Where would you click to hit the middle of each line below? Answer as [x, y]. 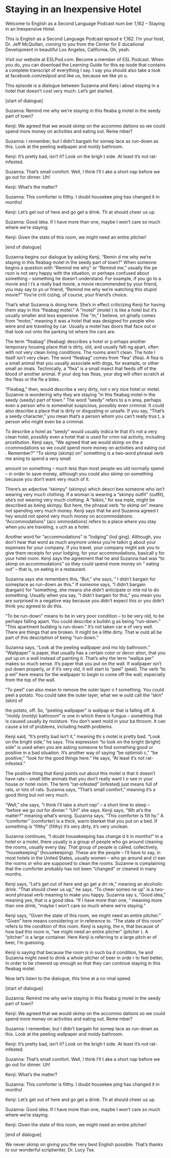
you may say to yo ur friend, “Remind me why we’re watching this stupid [81, 289]
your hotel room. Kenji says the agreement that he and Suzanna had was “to [85, 558]
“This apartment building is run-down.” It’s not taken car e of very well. [79, 626]
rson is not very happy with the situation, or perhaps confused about [77, 273]
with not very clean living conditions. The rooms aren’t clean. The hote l [80, 352]
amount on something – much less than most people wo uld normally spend [84, 468]
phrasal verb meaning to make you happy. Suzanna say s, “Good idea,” [91, 894]
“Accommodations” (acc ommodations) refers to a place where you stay [81, 521]
